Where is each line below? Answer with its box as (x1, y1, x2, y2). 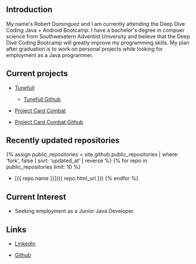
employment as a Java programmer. (6, 51, 94, 58)
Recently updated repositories (6, 135, 120, 146)
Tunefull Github (23, 95, 61, 102)
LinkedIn (14, 240, 36, 248)
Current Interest (6, 192, 67, 202)
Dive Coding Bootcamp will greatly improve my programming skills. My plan (6, 39, 190, 46)
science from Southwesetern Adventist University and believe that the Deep (6, 32, 190, 40)
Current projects (6, 69, 68, 79)
